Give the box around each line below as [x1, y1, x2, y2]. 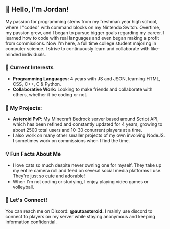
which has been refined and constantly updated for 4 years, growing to [12, 121, 163, 128]
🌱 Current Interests [5, 64, 54, 71]
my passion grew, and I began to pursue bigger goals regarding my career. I [5, 29, 165, 36]
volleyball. [12, 184, 34, 190]
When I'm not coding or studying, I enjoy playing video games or [12, 178, 149, 184]
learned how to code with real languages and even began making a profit [5, 35, 159, 41]
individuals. [22, 51, 46, 57]
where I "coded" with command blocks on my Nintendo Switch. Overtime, [5, 24, 161, 30]
